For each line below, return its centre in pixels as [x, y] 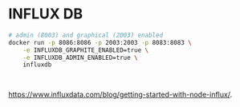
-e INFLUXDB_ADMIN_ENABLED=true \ [80, 57]
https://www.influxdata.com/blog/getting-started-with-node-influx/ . [120, 95]
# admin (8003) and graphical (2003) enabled [85, 35]
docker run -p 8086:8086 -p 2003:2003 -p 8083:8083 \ [100, 42]
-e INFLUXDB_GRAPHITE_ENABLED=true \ [86, 50]
